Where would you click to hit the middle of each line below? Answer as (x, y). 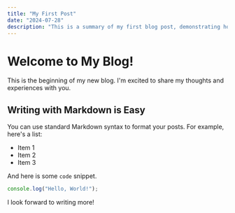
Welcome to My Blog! (71, 61)
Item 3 (27, 163)
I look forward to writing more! (51, 202)
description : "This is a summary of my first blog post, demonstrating (114, 27)
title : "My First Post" (42, 14)
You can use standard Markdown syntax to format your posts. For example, (116, 127)
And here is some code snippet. (52, 176)
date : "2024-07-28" (36, 20)
